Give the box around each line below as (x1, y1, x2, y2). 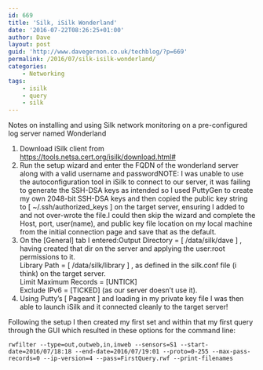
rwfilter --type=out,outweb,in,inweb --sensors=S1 (8, 341, 177, 349)
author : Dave (8, 33, 51, 42)
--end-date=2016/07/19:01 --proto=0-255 (75, 348, 210, 356)
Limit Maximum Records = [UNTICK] (19, 277, 137, 287)
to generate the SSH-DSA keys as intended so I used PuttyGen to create (19, 186, 254, 195)
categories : (8, 63, 47, 71)
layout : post (8, 41, 51, 49)
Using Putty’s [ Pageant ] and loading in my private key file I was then (19, 294, 244, 303)
